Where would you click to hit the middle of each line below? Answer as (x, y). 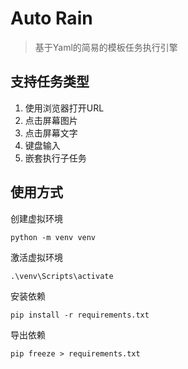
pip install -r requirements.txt (80, 315)
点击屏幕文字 (51, 133)
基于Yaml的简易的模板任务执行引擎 (106, 47)
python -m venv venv (53, 237)
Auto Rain (51, 18)
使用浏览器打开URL (64, 108)
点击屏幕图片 (51, 120)
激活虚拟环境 (36, 257)
